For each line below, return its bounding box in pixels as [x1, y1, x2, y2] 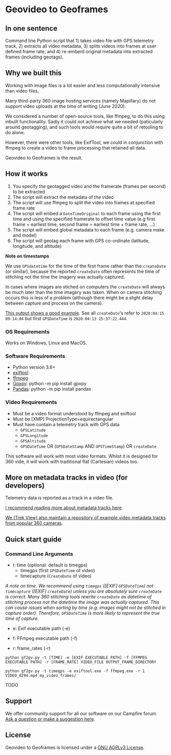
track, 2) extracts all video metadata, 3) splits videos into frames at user [5, 43, 157, 49]
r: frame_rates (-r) [12, 645, 51, 652]
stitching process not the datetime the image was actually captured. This [5, 599, 160, 605]
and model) [12, 232, 37, 238]
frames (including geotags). [5, 54, 64, 60]
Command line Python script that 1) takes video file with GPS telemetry [5, 37, 154, 44]
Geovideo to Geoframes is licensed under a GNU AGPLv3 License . [5, 744, 144, 750]
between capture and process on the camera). [5, 300, 103, 306]
